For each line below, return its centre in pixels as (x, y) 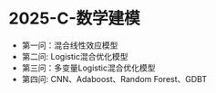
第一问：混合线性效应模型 (70, 45)
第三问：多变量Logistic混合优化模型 (88, 68)
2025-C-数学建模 (74, 19)
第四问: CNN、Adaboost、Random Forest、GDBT (114, 79)
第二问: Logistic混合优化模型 (75, 56)
